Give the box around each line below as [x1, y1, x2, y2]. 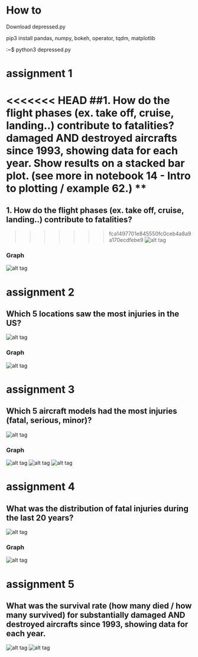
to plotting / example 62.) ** [6, 182, 147, 195]
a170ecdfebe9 [109, 237, 144, 244]
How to [6, 4, 42, 17]
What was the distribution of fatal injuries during [6, 503, 189, 513]
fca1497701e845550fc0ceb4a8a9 [109, 230, 191, 237]
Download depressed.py [6, 23, 66, 30]
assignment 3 [6, 383, 75, 396]
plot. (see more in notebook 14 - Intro [6, 169, 191, 183]
